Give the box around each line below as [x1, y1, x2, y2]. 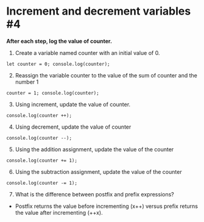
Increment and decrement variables [6, 4, 191, 18]
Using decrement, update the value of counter [15, 123, 132, 131]
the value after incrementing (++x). [15, 209, 103, 216]
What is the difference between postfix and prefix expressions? [15, 190, 175, 198]
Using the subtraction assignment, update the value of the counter [15, 168, 182, 175]
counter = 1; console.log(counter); [6, 90, 99, 96]
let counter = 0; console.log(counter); [6, 61, 111, 67]
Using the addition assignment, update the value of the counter [15, 145, 174, 153]
